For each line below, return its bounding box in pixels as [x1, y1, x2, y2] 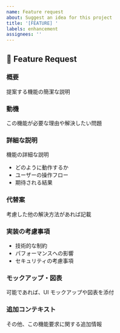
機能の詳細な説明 [6, 151, 49, 158]
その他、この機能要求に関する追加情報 [6, 320, 102, 328]
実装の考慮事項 [6, 227, 50, 236]
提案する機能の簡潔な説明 [6, 88, 70, 95]
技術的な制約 [15, 242, 47, 249]
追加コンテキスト [6, 305, 56, 314]
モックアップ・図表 [6, 274, 62, 282]
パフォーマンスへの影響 [15, 249, 74, 257]
